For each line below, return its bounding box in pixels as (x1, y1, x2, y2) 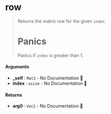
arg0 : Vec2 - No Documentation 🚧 (12, 103, 83, 109)
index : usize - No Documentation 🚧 (12, 80, 87, 86)
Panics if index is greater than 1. (17, 52, 84, 58)
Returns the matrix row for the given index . (17, 18, 106, 24)
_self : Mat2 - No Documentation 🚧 (12, 75, 83, 81)
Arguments (5, 64, 30, 70)
